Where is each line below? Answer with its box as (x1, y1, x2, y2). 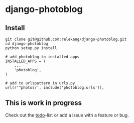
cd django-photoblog (5, 41, 49, 46)
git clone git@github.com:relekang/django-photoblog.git (5, 37, 127, 42)
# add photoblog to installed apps (5, 54, 80, 59)
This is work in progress (5, 99, 82, 107)
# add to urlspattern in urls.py (5, 81, 75, 86)
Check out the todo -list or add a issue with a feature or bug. (5, 112, 129, 118)
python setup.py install (5, 46, 57, 51)
